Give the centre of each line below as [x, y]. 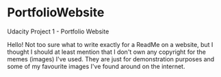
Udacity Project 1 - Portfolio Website [58, 31]
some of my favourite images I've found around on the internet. [96, 66]
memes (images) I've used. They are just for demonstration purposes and [111, 59]
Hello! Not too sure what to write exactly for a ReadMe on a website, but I [110, 44]
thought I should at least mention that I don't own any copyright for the [107, 52]
